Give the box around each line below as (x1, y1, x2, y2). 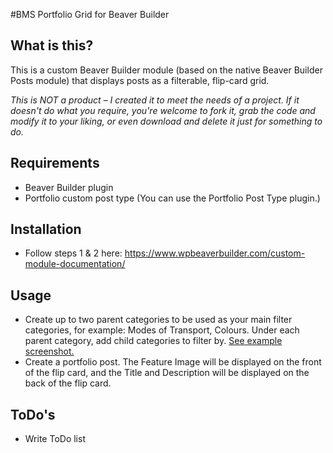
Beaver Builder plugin (24, 181, 114, 193)
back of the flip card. (24, 377, 112, 389)
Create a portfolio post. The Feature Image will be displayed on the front (24, 356, 322, 368)
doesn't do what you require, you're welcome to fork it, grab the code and (10, 104, 316, 116)
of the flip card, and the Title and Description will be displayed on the (24, 367, 310, 379)
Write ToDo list (24, 433, 86, 445)
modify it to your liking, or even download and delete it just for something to (10, 115, 323, 127)
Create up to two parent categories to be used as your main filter (24, 314, 293, 326)
